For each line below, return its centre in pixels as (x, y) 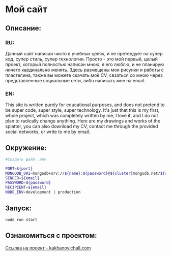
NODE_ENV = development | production (43, 192)
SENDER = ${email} (22, 178)
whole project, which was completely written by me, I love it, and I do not (82, 116)
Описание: (23, 28)
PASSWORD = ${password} (28, 183)
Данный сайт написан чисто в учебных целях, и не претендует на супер (84, 53)
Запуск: (19, 208)
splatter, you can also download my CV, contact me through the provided (82, 126)
